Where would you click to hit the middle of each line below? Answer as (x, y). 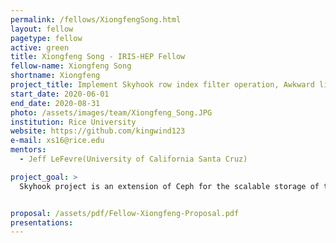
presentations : (42, 222)
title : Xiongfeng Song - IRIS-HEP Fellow (98, 57)
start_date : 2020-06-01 (60, 94)
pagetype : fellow (46, 38)
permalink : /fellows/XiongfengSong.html (96, 19)
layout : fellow (42, 29)
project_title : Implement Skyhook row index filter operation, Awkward (162, 85)
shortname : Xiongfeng (55, 76)
